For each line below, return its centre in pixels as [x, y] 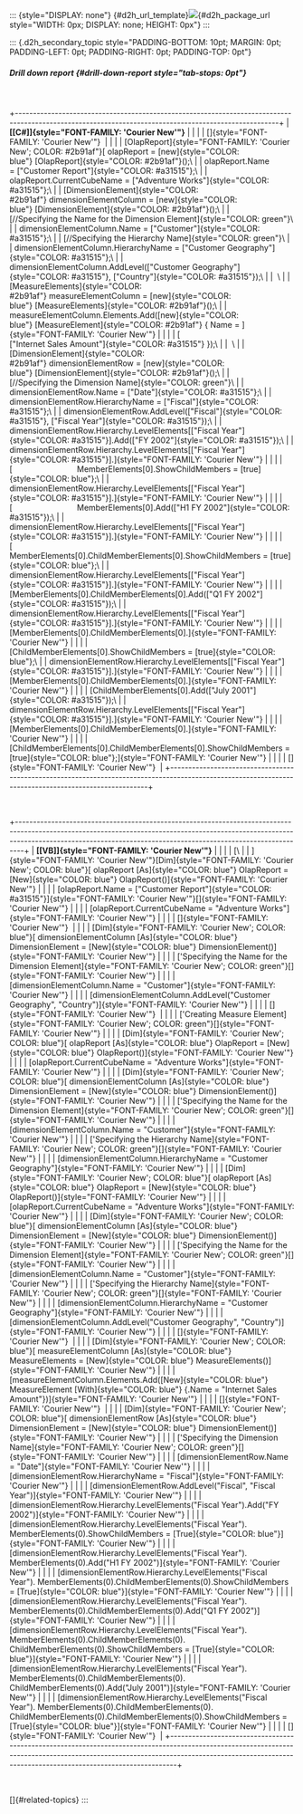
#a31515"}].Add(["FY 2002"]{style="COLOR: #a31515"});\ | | [182, 440]
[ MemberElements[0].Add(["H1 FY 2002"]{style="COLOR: [150, 507]
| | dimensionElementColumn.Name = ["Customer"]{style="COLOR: [135, 228]
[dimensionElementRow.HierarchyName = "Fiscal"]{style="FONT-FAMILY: [147, 1475]
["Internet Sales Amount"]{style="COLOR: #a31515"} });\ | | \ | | [127, 343]
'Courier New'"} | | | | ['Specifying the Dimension [187, 1437]
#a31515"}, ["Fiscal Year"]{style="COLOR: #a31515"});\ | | [116, 420]
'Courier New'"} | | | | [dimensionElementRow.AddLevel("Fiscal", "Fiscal [142, 1485]
